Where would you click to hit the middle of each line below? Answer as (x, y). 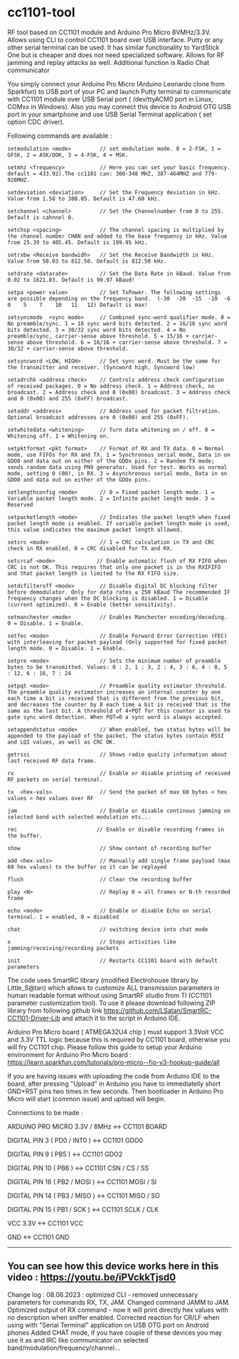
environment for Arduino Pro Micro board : (69, 1054)
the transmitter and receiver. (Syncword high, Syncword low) (101, 367)
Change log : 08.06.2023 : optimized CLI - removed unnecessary (102, 1294)
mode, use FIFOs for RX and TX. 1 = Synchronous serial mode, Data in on (119, 455)
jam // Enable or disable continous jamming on (119, 811)
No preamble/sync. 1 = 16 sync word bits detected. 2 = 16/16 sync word (117, 323)
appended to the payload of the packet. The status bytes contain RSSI (116, 736)
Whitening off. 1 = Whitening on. (59, 436)
